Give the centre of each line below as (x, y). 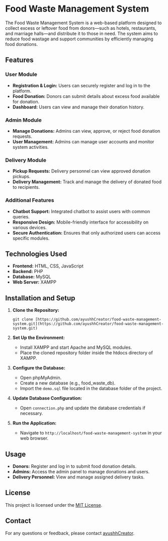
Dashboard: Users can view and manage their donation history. (78, 107)
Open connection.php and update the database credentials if (83, 408)
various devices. (29, 227)
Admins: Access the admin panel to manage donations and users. (81, 471)
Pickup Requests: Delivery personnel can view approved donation (81, 171)
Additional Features (30, 200)
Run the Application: (34, 423)
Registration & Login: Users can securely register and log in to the (81, 85)
